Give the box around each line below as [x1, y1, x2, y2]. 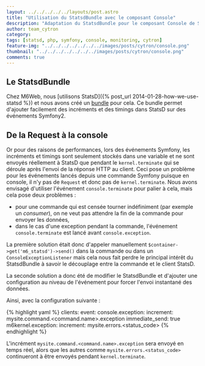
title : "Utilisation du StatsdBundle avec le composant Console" [6, 15, 176, 21]
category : [6, 32, 32, 38]
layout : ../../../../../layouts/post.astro [6, 9, 119, 15]
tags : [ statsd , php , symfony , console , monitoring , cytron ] [6, 37, 163, 43]
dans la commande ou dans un [76, 247, 154, 255]
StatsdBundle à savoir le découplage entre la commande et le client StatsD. [6, 260, 195, 268]
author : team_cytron [6, 26, 59, 32]
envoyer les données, [15, 216, 70, 223]
